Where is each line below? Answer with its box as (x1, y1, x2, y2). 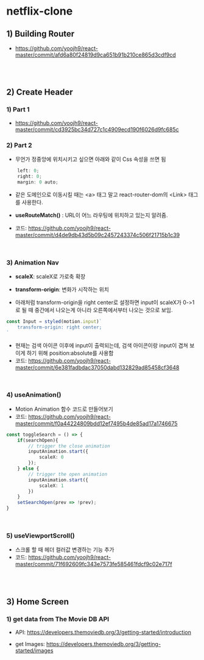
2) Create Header (6, 87, 73, 98)
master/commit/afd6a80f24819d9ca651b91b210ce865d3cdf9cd (15, 51, 177, 59)
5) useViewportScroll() (6, 531, 75, 540)
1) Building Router (6, 29, 75, 39)
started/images (15, 647, 54, 655)
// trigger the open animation (28, 471, 108, 477)
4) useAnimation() (6, 391, 62, 399)
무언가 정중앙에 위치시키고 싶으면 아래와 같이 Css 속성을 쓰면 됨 (15, 155, 166, 163)
